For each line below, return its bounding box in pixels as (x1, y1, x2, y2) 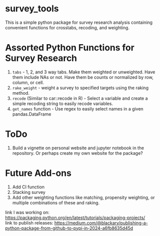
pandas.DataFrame (12, 111, 52, 117)
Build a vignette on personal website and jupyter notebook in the (12, 145, 145, 151)
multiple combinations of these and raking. (12, 199, 100, 206)
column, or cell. (12, 79, 44, 85)
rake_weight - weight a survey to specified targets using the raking (12, 85, 149, 91)
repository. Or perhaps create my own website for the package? (12, 150, 143, 156)
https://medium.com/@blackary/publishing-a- (54, 220, 148, 226)
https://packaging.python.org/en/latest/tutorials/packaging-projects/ (5, 214, 145, 221)
